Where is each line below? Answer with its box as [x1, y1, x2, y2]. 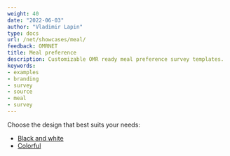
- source [7, 88, 33, 95]
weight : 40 [7, 10, 39, 17]
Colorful [17, 141, 41, 150]
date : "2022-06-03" [7, 17, 65, 24]
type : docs [7, 29, 39, 37]
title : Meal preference [7, 50, 77, 57]
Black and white [17, 134, 65, 142]
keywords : [7, 62, 36, 69]
